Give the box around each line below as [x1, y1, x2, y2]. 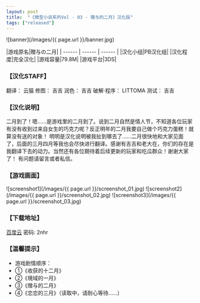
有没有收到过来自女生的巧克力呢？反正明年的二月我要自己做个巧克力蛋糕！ [6, 125, 189, 132]
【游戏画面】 [6, 171, 43, 179]
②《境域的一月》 [14, 274, 60, 282]
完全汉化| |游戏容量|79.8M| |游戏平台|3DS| [12, 56, 117, 63]
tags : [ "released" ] [6, 20, 55, 26]
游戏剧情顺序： [14, 260, 52, 267]
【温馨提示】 [6, 245, 43, 253]
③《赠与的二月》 [14, 282, 60, 289]
